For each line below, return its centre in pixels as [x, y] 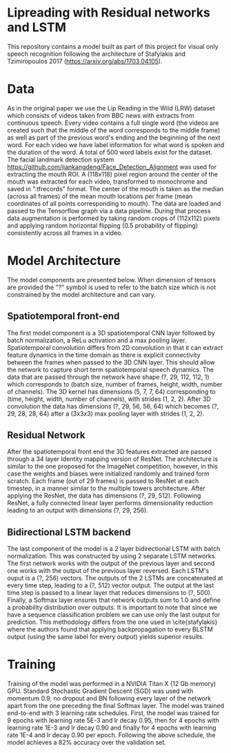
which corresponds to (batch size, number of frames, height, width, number [115, 384]
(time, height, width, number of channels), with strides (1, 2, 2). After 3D [109, 399]
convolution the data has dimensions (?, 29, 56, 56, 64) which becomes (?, [113, 406]
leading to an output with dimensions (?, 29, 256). [78, 510]
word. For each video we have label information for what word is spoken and [116, 145]
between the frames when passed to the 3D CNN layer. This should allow [111, 362]
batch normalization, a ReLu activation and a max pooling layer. [97, 340]
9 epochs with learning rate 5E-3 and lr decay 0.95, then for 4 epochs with [113, 721]
